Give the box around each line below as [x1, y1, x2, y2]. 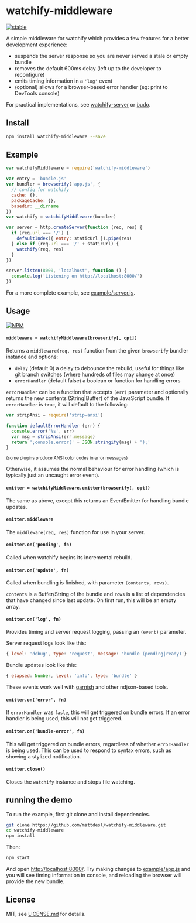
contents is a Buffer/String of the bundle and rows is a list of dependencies [6, 590, 185, 598]
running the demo [6, 795, 73, 805]
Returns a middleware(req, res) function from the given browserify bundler [6, 347, 188, 354]
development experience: [6, 41, 68, 48]
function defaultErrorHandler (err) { [6, 423, 101, 429]
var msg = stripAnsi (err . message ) [11, 433, 95, 440]
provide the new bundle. [6, 878, 65, 885]
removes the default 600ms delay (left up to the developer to [14, 64, 162, 71]
